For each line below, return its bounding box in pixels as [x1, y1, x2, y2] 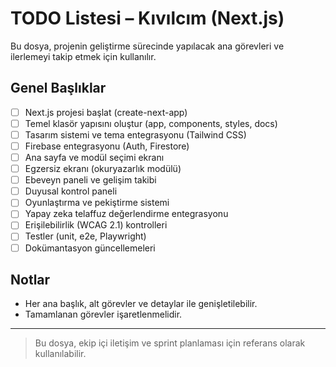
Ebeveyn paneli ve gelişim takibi [24, 174, 157, 186]
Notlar [10, 271, 51, 288]
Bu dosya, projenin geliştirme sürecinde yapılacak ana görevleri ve [10, 40, 285, 52]
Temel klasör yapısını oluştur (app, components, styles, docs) [24, 117, 278, 129]
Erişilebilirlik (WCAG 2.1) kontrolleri [24, 219, 168, 231]
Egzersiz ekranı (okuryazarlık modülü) [24, 163, 182, 175]
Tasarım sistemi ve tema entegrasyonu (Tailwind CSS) [24, 128, 247, 141]
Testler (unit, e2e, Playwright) [24, 230, 147, 242]
